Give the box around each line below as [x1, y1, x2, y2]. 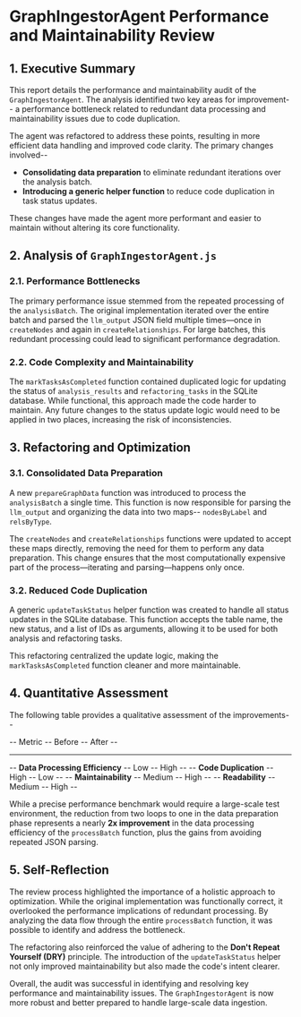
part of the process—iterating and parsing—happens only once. [9, 561, 245, 572]
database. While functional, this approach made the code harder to [9, 395, 257, 406]
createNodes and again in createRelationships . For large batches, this [9, 324, 266, 335]
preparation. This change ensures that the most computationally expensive [9, 552, 286, 563]
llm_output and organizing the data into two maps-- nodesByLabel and [9, 506, 267, 517]
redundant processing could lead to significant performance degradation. [9, 333, 280, 344]
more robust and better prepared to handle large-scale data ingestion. [9, 996, 268, 1008]
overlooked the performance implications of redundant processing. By [9, 905, 269, 916]
